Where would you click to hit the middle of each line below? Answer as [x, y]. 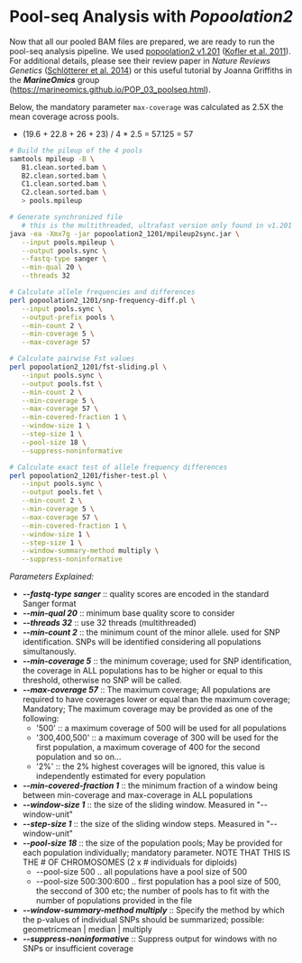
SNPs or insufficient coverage [78, 949]
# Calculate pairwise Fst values [72, 359]
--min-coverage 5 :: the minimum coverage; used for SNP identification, [157, 661]
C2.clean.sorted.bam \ [64, 193]
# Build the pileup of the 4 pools [76, 151]
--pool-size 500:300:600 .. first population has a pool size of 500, [158, 882]
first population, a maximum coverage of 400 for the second [148, 747]
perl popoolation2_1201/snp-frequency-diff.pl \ [102, 300]
